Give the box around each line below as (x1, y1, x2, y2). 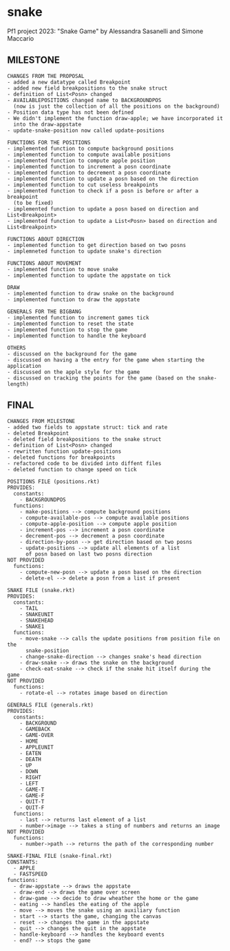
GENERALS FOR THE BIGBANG (7, 308, 81, 315)
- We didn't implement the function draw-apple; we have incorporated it (7, 115, 224, 121)
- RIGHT (19, 774, 41, 781)
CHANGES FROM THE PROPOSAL (7, 72, 85, 79)
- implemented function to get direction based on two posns (7, 242, 187, 248)
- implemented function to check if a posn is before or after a (7, 187, 198, 194)
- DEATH (19, 756, 41, 763)
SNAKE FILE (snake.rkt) (7, 587, 76, 594)
